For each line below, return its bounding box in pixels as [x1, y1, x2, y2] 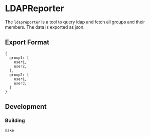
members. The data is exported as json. [5, 24, 85, 30]
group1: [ [9, 55, 29, 60]
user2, [14, 64, 27, 68]
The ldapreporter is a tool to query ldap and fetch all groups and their [5, 19, 145, 25]
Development [5, 103, 47, 111]
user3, [14, 81, 27, 86]
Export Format [5, 38, 50, 47]
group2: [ [9, 72, 29, 77]
